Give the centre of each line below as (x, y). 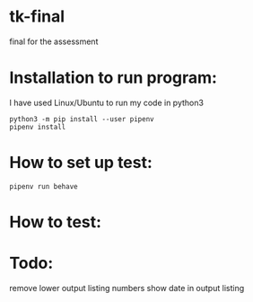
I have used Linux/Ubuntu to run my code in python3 (107, 102)
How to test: (55, 222)
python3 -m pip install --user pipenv (82, 119)
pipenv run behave (44, 186)
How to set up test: (81, 163)
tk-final (37, 17)
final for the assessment (54, 41)
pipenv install (38, 127)
